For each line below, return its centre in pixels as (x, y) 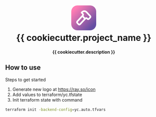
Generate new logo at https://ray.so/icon (54, 89)
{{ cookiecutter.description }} (84, 52)
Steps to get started (26, 80)
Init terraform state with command (47, 100)
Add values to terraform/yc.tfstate (47, 95)
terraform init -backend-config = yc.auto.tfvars (56, 110)
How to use (23, 67)
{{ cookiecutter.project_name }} (84, 38)
